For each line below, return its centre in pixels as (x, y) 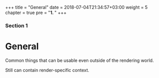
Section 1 (17, 26)
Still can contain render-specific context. (47, 70)
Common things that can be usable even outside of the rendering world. (79, 60)
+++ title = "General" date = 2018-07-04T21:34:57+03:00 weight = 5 (76, 7)
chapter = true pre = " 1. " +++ (36, 13)
